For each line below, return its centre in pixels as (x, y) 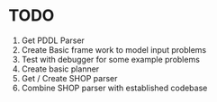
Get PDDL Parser (53, 40)
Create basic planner (60, 69)
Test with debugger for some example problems (110, 59)
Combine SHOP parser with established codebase (114, 88)
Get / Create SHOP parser (69, 78)
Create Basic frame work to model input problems (114, 49)
